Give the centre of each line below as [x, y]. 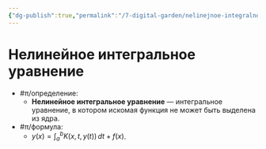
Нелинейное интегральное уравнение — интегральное [127, 101]
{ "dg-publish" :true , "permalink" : [63, 15]
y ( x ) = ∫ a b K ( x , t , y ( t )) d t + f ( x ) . [79, 136]
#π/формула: [41, 126]
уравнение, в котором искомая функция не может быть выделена [143, 110]
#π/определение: [49, 93]
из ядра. [46, 118]
